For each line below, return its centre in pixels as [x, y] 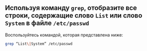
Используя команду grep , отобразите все [71, 8]
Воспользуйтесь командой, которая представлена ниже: [64, 35]
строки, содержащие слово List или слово [74, 16]
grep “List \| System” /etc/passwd [39, 44]
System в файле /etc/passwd [47, 23]
